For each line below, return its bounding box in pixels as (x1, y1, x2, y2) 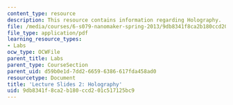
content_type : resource (7, 10, 76, 17)
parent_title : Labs (7, 55, 64, 62)
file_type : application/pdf (7, 29, 89, 37)
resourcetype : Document (7, 74, 76, 82)
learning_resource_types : (7, 36, 82, 43)
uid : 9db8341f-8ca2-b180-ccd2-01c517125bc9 (7, 87, 135, 94)
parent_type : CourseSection (7, 61, 89, 68)
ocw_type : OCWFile (7, 49, 60, 56)
